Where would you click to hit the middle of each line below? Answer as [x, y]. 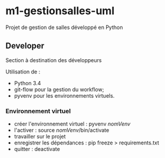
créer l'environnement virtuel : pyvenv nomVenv [72, 124]
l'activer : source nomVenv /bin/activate [62, 130]
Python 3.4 [27, 83]
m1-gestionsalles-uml [60, 11]
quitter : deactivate [37, 149]
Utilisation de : [23, 72]
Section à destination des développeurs [54, 60]
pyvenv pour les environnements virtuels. [64, 95]
